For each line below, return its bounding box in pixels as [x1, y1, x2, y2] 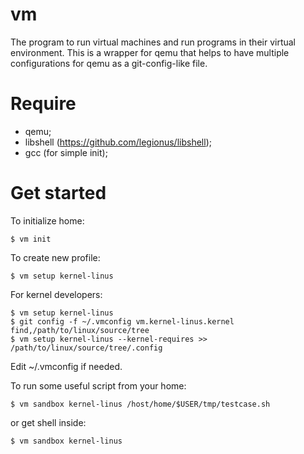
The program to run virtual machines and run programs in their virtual [10, 36, 297, 48]
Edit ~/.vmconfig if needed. [10, 360, 123, 372]
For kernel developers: [10, 288, 103, 300]
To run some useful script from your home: [10, 379, 187, 392]
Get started [10, 182, 107, 205]
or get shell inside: [10, 416, 87, 428]
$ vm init [10, 234, 52, 244]
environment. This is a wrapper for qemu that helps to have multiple [10, 46, 290, 58]
